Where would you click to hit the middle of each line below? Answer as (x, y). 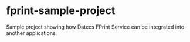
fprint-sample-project (61, 11)
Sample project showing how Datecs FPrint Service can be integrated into (95, 27)
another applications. (32, 33)
